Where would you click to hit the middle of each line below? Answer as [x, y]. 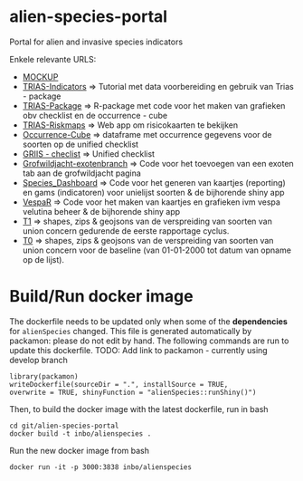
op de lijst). [43, 259]
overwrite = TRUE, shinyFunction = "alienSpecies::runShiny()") [133, 392]
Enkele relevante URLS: [53, 59]
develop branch [38, 360]
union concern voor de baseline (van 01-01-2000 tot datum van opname [157, 250]
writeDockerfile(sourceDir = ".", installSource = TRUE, [119, 384]
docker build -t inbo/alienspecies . [80, 433]
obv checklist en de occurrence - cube [95, 115]
